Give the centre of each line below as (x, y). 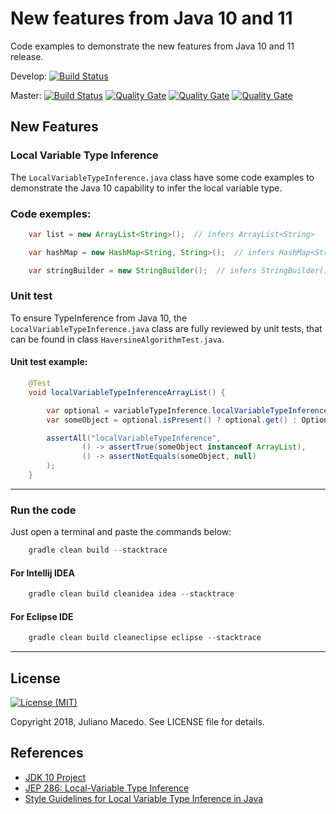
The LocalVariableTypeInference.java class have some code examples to (162, 177)
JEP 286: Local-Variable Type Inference (107, 788)
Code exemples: (51, 214)
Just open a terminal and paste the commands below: (121, 532)
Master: (26, 95)
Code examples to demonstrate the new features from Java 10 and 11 (152, 46)
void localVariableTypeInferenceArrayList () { (127, 392)
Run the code (43, 510)
